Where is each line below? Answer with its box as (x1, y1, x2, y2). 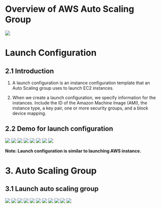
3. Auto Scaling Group (5, 165, 97, 176)
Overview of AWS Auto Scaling (5, 3, 134, 15)
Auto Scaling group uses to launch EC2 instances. (12, 85, 114, 91)
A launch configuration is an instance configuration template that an (12, 80, 150, 86)
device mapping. (12, 110, 47, 116)
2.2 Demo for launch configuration (5, 125, 113, 133)
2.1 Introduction (5, 67, 54, 75)
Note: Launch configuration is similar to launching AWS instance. (5, 148, 142, 154)
